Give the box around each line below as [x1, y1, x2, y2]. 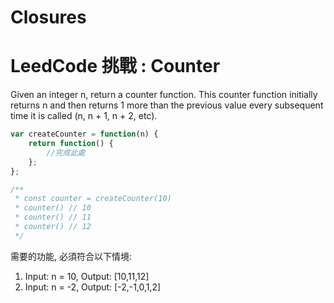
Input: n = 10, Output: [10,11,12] [24, 270, 150, 282]
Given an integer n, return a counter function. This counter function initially [10, 89, 318, 101]
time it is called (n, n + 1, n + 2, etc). [10, 110, 158, 122]
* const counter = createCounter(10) [14, 194, 172, 204]
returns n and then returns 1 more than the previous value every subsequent [10, 99, 324, 111]
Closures [10, 6, 87, 29]
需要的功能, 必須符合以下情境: [10, 250, 133, 262]
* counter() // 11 [14, 212, 92, 223]
